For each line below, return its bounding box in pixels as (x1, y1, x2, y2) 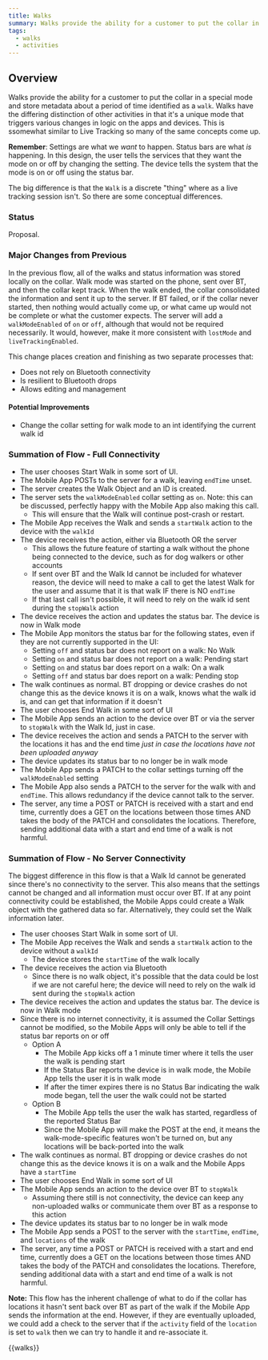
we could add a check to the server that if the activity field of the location (8, 1319, 258, 1329)
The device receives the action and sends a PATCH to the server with (19, 730, 249, 741)
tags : (8, 26, 26, 34)
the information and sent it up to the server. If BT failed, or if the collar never (8, 293, 258, 303)
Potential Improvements (8, 402, 90, 412)
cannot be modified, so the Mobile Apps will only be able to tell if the (19, 1023, 246, 1032)
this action (31, 1210, 66, 1220)
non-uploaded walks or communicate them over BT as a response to (31, 1201, 258, 1211)
